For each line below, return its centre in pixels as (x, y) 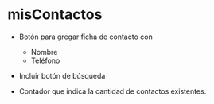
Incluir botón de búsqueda (62, 75)
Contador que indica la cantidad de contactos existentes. (113, 91)
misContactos (55, 15)
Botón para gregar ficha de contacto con (86, 37)
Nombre (44, 52)
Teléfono (45, 60)
